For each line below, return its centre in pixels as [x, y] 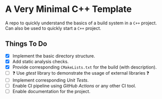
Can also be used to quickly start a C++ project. [53, 28]
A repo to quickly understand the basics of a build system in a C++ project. [81, 23]
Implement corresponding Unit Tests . [50, 80]
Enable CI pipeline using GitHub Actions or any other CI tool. [74, 86]
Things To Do [26, 44]
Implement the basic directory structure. [54, 56]
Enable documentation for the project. [51, 92]
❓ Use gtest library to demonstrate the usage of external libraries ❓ [81, 73]
